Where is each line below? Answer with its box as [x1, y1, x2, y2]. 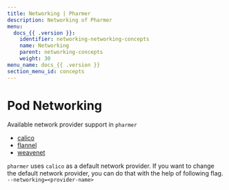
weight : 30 [19, 55, 51, 62]
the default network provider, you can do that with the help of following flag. [7, 169, 223, 178]
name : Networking [19, 42, 70, 49]
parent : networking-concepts [19, 49, 103, 56]
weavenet [17, 149, 46, 157]
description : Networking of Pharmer [7, 17, 112, 23]
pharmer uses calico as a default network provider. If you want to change [7, 162, 215, 170]
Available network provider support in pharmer [7, 120, 137, 129]
